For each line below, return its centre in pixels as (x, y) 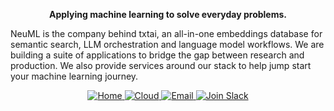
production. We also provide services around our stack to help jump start (161, 65)
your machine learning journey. (74, 76)
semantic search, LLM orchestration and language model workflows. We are (167, 44)
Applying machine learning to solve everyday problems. (168, 14)
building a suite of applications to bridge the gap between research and (157, 55)
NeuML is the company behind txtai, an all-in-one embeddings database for (166, 33)
